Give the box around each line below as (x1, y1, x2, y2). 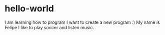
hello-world (4, 3, 54, 14)
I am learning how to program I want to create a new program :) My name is (4, 19, 160, 25)
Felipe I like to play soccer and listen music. (4, 24, 94, 30)
